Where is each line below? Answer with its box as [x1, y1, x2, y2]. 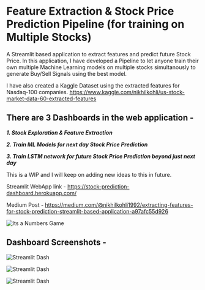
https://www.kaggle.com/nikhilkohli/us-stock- [69, 88, 185, 95]
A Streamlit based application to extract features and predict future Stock [6, 50, 191, 58]
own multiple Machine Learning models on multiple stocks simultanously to [6, 63, 196, 71]
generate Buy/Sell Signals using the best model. [6, 70, 127, 77]
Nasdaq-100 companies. [6, 88, 69, 95]
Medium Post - [6, 201, 44, 209]
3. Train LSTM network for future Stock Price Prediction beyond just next [6, 152, 196, 160]
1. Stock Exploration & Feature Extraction [6, 128, 113, 136]
